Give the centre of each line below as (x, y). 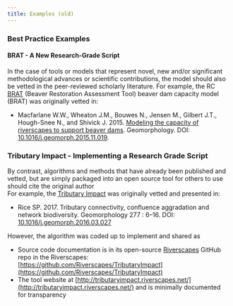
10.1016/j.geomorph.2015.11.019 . (63, 137)
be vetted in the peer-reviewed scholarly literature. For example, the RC (111, 86)
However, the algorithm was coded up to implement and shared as (104, 236)
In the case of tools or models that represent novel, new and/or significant (115, 71)
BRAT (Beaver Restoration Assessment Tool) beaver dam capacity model (113, 93)
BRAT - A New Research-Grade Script (64, 55)
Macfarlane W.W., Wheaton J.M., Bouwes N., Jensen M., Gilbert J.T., (117, 114)
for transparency (42, 295)
